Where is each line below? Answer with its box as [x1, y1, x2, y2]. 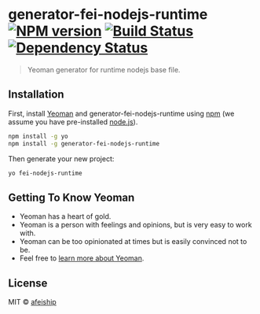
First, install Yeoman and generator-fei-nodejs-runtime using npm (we [8, 109, 235, 118]
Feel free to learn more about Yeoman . [19, 253, 145, 263]
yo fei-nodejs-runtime [8, 169, 82, 177]
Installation [8, 88, 64, 102]
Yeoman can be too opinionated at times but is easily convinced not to [19, 237, 247, 246]
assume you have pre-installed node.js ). [8, 116, 138, 127]
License [8, 276, 48, 290]
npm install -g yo [8, 132, 68, 140]
